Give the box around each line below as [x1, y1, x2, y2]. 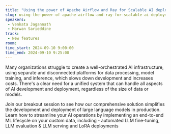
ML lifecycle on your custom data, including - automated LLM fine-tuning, [5, 117, 160, 123]
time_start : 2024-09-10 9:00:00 [5, 45, 74, 50]
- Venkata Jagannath [7, 21, 51, 27]
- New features [7, 36, 40, 41]
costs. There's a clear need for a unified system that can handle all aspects [5, 80, 163, 87]
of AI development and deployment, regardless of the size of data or [5, 86, 149, 92]
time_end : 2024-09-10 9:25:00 [5, 50, 70, 55]
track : [5, 31, 19, 36]
